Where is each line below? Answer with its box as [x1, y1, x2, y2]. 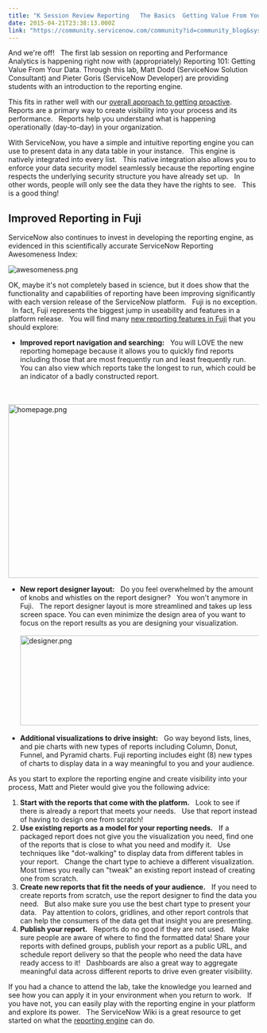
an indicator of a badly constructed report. [19, 372, 159, 381]
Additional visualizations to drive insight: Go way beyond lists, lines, [19, 734, 252, 743]
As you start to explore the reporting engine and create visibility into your [8, 774, 248, 784]
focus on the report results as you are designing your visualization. [19, 619, 238, 628]
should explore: [8, 322, 60, 332]
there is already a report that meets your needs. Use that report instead [19, 807, 257, 816]
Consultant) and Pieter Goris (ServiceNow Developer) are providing [8, 73, 229, 83]
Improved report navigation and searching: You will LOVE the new [19, 338, 244, 348]
